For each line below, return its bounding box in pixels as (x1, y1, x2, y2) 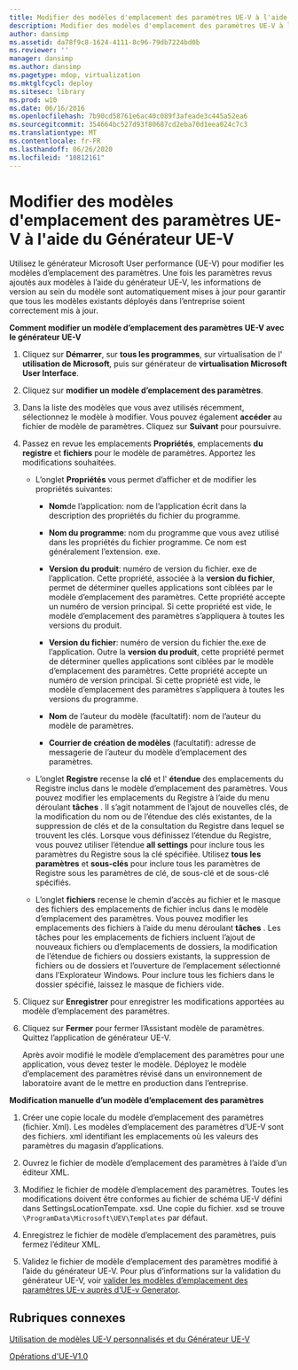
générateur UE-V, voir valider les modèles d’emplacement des (21, 1275, 248, 1286)
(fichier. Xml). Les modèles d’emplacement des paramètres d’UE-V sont (21, 1122, 284, 1132)
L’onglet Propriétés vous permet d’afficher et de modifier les (35, 474, 257, 485)
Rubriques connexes (9, 1310, 126, 1326)
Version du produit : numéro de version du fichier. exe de (48, 564, 257, 575)
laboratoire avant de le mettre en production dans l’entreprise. (21, 1078, 248, 1089)
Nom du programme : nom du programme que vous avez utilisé (48, 528, 279, 538)
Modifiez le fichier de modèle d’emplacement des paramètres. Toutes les (21, 1185, 289, 1195)
